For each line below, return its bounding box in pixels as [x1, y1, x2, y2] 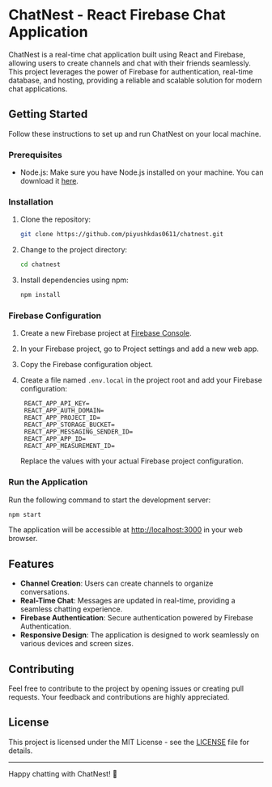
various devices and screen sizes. [19, 639, 134, 649]
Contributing [8, 662, 74, 676]
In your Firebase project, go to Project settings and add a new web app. [19, 344, 259, 353]
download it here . [19, 176, 79, 186]
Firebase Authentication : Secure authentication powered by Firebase [19, 613, 253, 623]
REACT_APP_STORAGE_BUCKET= [23, 421, 115, 429]
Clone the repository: [19, 214, 91, 224]
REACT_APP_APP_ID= [23, 435, 87, 443]
